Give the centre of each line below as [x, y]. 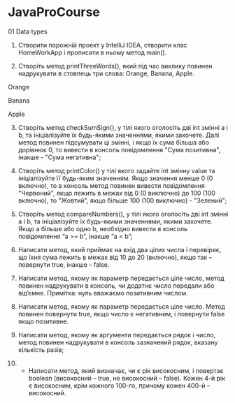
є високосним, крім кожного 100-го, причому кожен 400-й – [119, 386]
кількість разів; [41, 349]
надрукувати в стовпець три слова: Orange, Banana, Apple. [106, 73]
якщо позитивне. [43, 321]
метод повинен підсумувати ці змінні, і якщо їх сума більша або [113, 142]
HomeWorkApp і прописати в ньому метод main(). [92, 52]
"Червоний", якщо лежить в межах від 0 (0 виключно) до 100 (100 [116, 193]
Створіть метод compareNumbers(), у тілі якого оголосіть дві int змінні [123, 214]
